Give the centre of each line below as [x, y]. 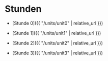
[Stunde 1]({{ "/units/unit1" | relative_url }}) [57, 33]
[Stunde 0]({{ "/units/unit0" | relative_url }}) [58, 23]
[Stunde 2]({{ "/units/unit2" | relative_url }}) [57, 43]
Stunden [23, 9]
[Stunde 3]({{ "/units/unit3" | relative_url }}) [57, 53]
